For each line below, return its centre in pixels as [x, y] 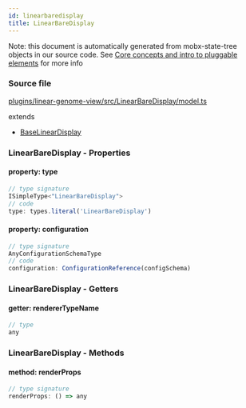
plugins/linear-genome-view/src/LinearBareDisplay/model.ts [108, 101]
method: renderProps [45, 372]
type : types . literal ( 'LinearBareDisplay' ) [80, 211]
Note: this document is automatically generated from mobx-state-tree [123, 46]
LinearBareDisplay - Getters [63, 289]
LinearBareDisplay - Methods [66, 353]
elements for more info [46, 63]
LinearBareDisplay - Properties [69, 153]
